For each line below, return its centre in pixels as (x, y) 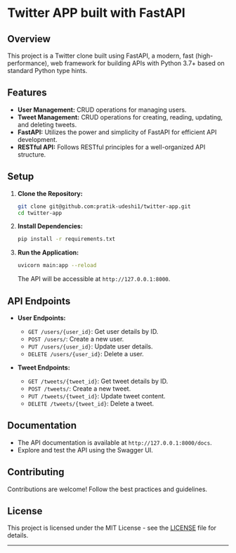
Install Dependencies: (50, 226)
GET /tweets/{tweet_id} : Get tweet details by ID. (98, 381)
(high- (204, 56)
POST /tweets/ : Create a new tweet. (79, 389)
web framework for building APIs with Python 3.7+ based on (137, 63)
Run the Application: (48, 253)
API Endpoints (39, 301)
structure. (32, 154)
